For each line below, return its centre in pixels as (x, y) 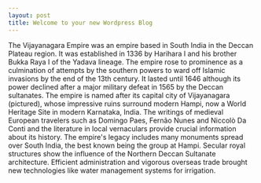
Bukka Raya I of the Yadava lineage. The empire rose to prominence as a (126, 62)
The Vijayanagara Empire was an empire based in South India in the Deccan (131, 45)
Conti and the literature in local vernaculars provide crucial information (122, 128)
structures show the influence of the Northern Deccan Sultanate (112, 153)
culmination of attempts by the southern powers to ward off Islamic (117, 70)
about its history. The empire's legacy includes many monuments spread (126, 137)
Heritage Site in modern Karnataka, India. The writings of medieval (116, 112)
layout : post (29, 15)
